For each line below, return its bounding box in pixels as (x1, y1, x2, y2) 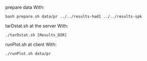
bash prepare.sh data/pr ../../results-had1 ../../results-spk (5, 14, 142, 19)
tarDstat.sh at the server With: (5, 23, 69, 29)
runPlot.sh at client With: (5, 41, 57, 47)
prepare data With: (5, 5, 45, 10)
